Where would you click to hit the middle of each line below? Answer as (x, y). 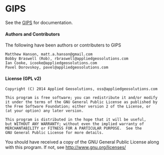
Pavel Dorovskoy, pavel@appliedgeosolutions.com (57, 67)
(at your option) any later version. (44, 111)
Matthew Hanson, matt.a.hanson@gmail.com (49, 54)
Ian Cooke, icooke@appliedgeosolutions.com (51, 63)
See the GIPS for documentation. (39, 22)
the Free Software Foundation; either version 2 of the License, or (78, 106)
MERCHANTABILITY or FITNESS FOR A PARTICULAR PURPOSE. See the (73, 128)
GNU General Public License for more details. (54, 133)
